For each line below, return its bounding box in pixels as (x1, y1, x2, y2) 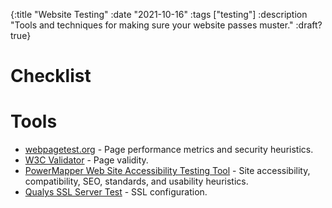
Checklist (10, 65, 92, 88)
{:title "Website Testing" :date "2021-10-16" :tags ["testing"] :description (10, 9, 308, 20)
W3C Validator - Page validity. (24, 154, 149, 166)
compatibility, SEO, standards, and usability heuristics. (24, 175, 249, 188)
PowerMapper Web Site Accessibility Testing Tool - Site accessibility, (24, 165, 311, 177)
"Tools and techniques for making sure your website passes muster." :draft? (10, 19, 323, 31)
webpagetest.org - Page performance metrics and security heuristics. (24, 144, 314, 156)
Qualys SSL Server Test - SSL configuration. (24, 186, 208, 198)
